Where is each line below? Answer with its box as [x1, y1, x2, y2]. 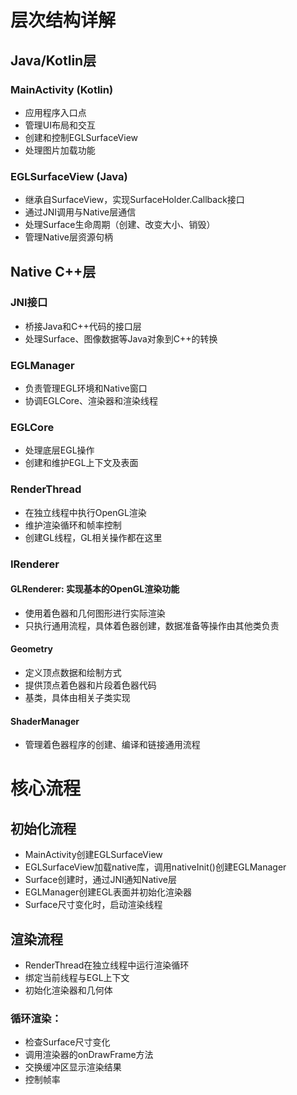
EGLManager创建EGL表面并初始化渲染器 [24, 886, 193, 898]
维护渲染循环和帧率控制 [24, 519, 122, 531]
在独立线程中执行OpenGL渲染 [24, 506, 147, 518]
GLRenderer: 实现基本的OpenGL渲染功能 [10, 583, 180, 595]
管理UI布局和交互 [24, 119, 96, 131]
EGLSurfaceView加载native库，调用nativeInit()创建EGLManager [24, 861, 287, 873]
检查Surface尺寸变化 [24, 1036, 111, 1048]
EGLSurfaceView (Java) [10, 169, 128, 183]
